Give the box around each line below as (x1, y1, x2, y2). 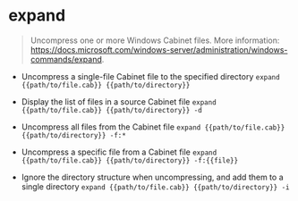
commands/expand (30, 54, 102, 64)
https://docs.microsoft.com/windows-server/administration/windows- (30, 44, 288, 54)
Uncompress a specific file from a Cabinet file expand (21, 147, 217, 157)
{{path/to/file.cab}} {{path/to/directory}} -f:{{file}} (21, 155, 239, 165)
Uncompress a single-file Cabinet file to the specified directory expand (21, 71, 280, 81)
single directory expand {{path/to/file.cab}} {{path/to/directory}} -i (21, 180, 290, 192)
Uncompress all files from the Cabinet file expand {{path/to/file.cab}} (21, 121, 285, 132)
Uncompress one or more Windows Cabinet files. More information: (30, 35, 280, 46)
